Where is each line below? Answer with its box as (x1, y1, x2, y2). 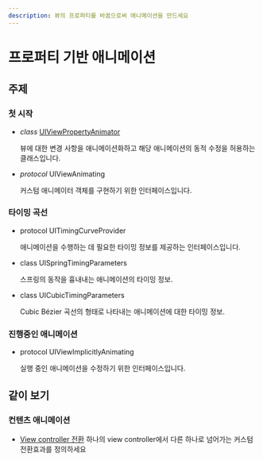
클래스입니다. (19, 153, 61, 163)
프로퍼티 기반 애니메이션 (8, 48, 157, 66)
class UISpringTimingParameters (19, 258, 128, 267)
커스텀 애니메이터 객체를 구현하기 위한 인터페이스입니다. (19, 185, 192, 195)
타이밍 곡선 (8, 207, 48, 219)
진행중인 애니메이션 (8, 328, 78, 339)
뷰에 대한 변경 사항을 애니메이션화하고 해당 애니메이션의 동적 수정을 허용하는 (19, 143, 256, 153)
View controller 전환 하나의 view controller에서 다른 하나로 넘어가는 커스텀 (19, 434, 253, 444)
